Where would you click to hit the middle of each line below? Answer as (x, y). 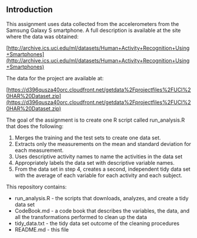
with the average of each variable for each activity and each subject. (98, 175)
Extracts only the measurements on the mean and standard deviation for (103, 144)
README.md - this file (42, 229)
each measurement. (39, 150)
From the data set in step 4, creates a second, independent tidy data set (102, 169)
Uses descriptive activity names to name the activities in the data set (98, 157)
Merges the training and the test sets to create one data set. (88, 138)
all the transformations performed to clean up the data (81, 217)
